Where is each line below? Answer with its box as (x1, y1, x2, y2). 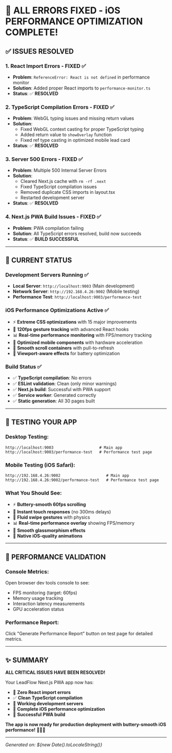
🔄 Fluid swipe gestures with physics (12, 514, 91, 521)
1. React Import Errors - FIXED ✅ (5, 62, 87, 69)
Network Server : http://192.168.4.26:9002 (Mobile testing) (12, 288, 140, 295)
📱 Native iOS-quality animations (12, 533, 83, 539)
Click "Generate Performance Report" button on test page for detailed (5, 631, 153, 637)
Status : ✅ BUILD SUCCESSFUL (12, 236, 79, 242)
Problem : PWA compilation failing (12, 225, 84, 231)
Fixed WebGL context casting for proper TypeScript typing (20, 126, 144, 133)
